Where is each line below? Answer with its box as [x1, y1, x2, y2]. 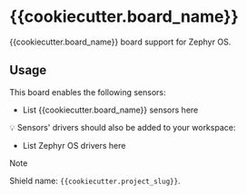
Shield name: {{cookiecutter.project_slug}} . [9, 175, 181, 186]
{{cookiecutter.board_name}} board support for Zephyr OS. [9, 36, 232, 47]
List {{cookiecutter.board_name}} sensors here [22, 104, 199, 115]
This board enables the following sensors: [9, 86, 166, 97]
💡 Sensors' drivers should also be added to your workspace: [9, 122, 236, 132]
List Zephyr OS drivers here [22, 140, 126, 151]
